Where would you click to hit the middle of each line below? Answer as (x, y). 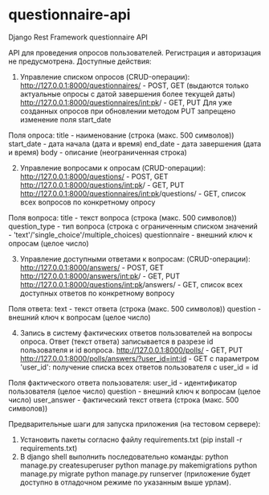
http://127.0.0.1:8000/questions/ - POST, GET (94, 176)
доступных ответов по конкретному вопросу (97, 293)
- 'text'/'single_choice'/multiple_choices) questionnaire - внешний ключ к (130, 234)
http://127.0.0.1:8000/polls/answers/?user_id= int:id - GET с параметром (139, 358)
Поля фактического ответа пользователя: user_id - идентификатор (123, 382)
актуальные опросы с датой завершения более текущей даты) (127, 93)
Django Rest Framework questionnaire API (78, 37)
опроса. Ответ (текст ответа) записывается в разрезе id (116, 341)
